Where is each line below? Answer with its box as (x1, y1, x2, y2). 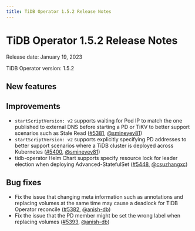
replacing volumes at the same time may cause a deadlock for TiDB (14, 199, 178, 206)
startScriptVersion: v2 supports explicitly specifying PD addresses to (14, 135, 187, 142)
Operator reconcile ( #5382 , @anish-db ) (14, 206, 111, 213)
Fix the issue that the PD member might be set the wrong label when (14, 212, 181, 219)
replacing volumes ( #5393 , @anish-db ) (14, 218, 110, 225)
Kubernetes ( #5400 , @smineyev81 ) (14, 148, 100, 155)
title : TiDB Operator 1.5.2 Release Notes (6, 8, 112, 15)
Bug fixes (6, 178, 42, 188)
